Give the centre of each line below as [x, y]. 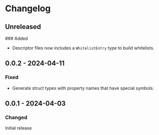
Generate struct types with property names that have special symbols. [83, 88]
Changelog [28, 9]
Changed [16, 117]
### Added [17, 38]
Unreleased [23, 27]
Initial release [18, 128]
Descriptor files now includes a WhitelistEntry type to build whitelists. [83, 48]
